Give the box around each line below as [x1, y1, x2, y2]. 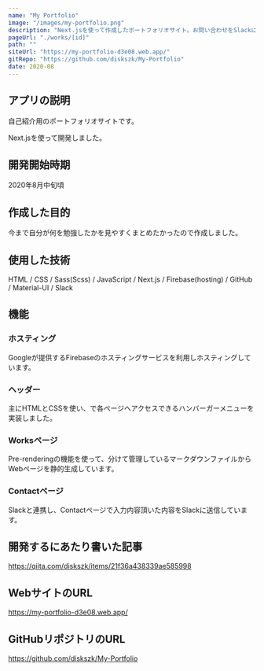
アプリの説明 [8, 94, 71, 107]
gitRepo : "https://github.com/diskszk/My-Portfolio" [8, 56, 185, 64]
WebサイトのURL [8, 586, 93, 599]
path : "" [8, 41, 37, 49]
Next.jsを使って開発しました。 [8, 133, 107, 142]
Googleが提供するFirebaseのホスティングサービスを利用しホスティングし [8, 352, 245, 362]
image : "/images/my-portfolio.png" [8, 19, 125, 27]
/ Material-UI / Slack [8, 283, 73, 292]
